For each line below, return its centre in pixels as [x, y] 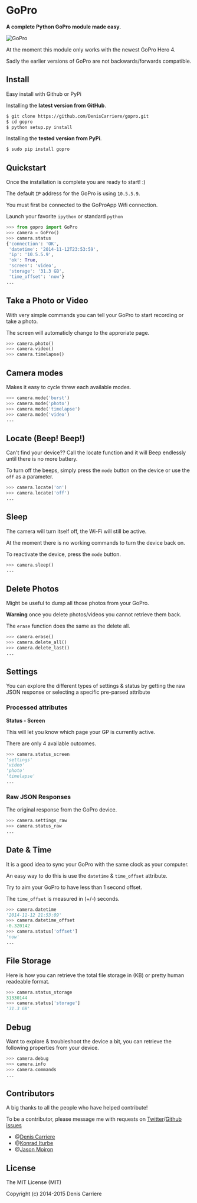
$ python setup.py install [39, 127]
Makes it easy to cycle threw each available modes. [69, 387]
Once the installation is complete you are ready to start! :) [76, 182]
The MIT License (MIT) [34, 1182]
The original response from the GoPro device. [62, 810]
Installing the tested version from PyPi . [54, 138]
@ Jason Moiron [34, 1149]
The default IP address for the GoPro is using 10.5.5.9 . [73, 193]
